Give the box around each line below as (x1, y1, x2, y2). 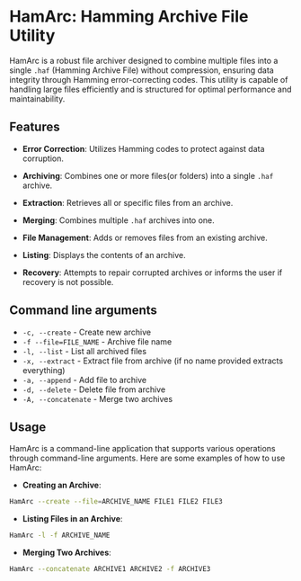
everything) (22, 364, 66, 375)
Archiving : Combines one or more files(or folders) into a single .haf (22, 170, 274, 181)
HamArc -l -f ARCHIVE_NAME (9, 531, 111, 541)
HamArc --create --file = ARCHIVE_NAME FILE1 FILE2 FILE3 (9, 497, 223, 506)
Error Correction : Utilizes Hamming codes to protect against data (22, 143, 265, 154)
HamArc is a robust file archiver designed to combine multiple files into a (9, 55, 279, 66)
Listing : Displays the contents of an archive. (22, 249, 186, 260)
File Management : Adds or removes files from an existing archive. (22, 232, 268, 243)
